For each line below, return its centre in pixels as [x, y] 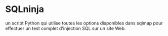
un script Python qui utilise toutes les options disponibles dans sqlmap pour [84, 23]
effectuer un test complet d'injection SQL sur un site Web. [66, 28]
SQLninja [25, 9]
